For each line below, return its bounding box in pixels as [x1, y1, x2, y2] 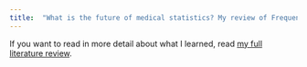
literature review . [9, 47, 73, 59]
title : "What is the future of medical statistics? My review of [9, 13, 268, 23]
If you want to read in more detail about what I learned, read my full [9, 38, 263, 49]
